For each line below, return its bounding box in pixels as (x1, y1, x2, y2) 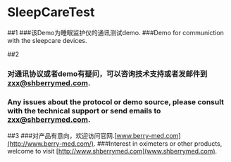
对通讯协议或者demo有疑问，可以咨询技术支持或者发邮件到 (7, 68, 208, 78)
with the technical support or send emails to (7, 106, 161, 116)
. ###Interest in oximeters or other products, (93, 139, 223, 148)
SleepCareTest (7, 4, 95, 20)
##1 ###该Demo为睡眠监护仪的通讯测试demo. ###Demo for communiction (7, 28, 224, 37)
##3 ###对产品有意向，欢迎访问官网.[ (7, 132, 118, 140)
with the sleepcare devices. (7, 36, 87, 44)
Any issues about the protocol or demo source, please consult (7, 96, 224, 106)
